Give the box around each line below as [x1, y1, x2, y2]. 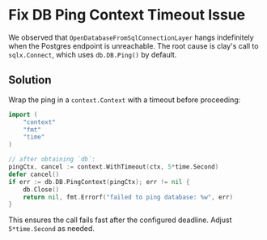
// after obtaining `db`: [8, 156, 95, 164]
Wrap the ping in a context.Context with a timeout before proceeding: [8, 95, 241, 105]
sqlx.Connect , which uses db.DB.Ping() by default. [8, 49, 177, 59]
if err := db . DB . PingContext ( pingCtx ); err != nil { [8, 178, 190, 186]
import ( [8, 110, 38, 118]
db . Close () [23, 185, 60, 194]
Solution [8, 73, 52, 87]
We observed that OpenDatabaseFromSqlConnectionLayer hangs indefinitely [8, 32, 254, 42]
